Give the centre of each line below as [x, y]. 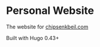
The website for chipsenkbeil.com [47, 27]
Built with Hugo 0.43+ [33, 38]
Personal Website [50, 11]
